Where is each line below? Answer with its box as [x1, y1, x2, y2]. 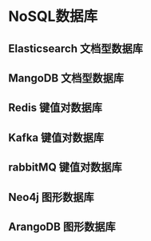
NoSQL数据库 [8, 7, 98, 26]
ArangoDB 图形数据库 [8, 219, 116, 233]
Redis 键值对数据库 [8, 101, 102, 114]
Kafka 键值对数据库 [8, 131, 104, 144]
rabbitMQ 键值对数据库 [8, 161, 122, 175]
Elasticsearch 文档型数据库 [8, 42, 144, 55]
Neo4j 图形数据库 [8, 190, 94, 204]
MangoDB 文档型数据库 [8, 71, 125, 85]
